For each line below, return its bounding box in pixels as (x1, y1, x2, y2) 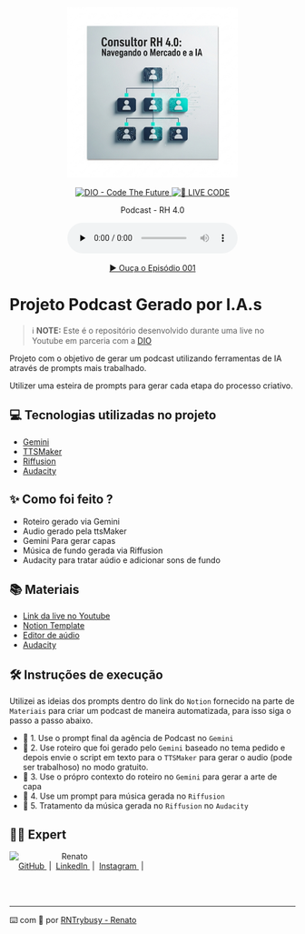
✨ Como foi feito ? (9, 492, 113, 507)
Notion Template (22, 620, 85, 631)
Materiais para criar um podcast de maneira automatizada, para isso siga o (9, 706, 292, 717)
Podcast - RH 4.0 (120, 205, 185, 216)
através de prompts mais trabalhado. (9, 362, 147, 373)
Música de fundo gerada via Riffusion (22, 545, 163, 556)
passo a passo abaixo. (9, 715, 93, 726)
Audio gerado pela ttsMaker (22, 526, 127, 537)
